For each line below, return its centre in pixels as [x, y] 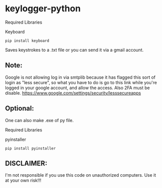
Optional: [20, 109]
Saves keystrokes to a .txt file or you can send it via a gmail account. [74, 50]
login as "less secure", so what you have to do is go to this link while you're [81, 82]
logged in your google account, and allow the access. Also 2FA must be [78, 88]
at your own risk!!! [23, 181]
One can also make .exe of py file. [39, 120]
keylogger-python [43, 9]
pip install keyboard [27, 41]
